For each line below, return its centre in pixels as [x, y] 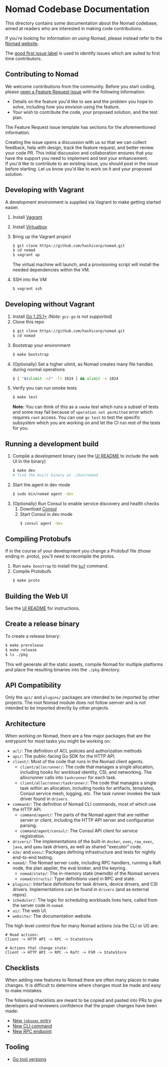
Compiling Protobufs [38, 539]
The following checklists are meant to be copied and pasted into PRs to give [83, 1000]
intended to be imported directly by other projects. [57, 708]
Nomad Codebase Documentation [77, 9]
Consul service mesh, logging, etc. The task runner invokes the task [90, 794]
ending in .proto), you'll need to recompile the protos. [60, 556]
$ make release [21, 650]
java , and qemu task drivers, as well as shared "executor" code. [77, 847]
